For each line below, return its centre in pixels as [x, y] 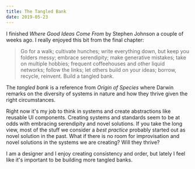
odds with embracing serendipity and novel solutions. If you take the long [94, 123]
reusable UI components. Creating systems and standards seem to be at [93, 117]
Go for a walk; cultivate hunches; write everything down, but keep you [105, 51]
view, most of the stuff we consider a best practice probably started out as [96, 130]
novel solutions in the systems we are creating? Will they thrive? [83, 142]
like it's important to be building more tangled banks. [69, 160]
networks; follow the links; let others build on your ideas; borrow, [98, 70]
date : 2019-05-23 [27, 17]
